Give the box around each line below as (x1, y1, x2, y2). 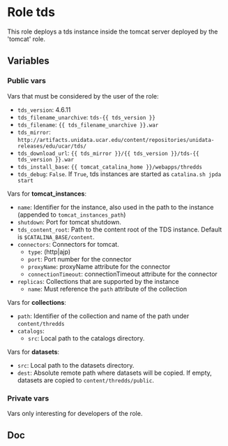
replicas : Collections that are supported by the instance (17, 277, 179, 285)
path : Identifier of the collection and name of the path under (17, 312, 190, 320)
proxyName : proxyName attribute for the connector (27, 262, 171, 271)
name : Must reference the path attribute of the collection (27, 285, 187, 293)
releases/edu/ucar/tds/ (17, 143, 87, 150)
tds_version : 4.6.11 (17, 106, 71, 114)
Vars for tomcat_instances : (7, 189, 87, 198)
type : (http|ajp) (27, 247, 71, 256)
